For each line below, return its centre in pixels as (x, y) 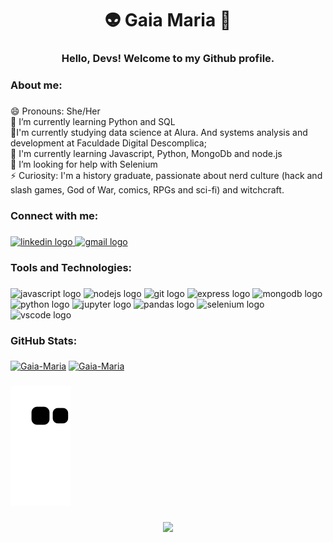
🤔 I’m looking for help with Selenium (84, 164)
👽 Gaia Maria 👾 (168, 20)
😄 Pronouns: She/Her (55, 111)
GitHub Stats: (44, 340)
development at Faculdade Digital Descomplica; (108, 143)
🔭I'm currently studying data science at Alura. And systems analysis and (159, 132)
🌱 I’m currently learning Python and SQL (93, 121)
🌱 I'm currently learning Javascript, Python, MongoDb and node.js (146, 153)
